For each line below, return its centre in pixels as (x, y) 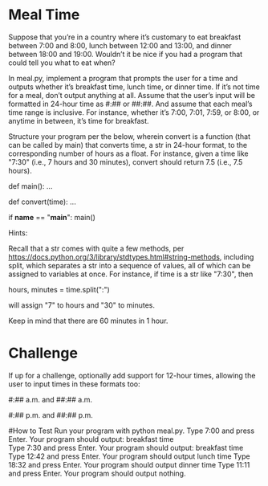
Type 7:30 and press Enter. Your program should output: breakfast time (126, 447)
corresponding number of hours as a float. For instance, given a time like (128, 153)
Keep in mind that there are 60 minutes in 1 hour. (88, 321)
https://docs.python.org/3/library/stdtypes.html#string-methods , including (131, 257)
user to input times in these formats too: (74, 384)
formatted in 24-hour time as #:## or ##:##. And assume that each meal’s (130, 104)
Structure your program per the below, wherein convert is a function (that (130, 136)
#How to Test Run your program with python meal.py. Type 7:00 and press (132, 431)
